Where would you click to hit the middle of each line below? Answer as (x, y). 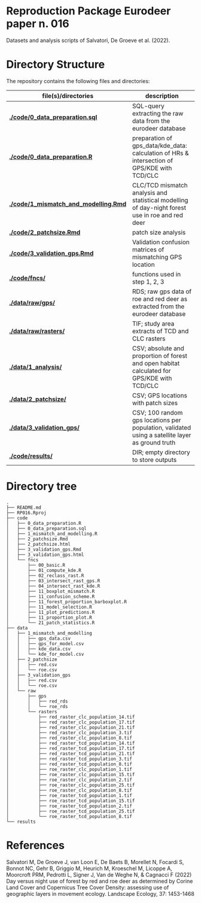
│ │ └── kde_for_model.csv (45, 654)
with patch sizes (155, 403)
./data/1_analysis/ (36, 367)
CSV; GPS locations (159, 395)
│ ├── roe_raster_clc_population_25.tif (71, 785)
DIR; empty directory (161, 452)
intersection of (153, 160)
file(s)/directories (68, 96)
